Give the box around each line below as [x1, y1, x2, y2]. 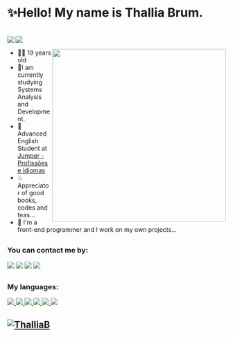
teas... [17, 210, 35, 219]
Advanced [17, 129, 47, 138]
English [17, 136, 39, 145]
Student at [17, 144, 47, 152]
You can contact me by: [7, 246, 89, 255]
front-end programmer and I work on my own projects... [17, 225, 177, 233]
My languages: [7, 282, 59, 292]
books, [17, 196, 37, 204]
